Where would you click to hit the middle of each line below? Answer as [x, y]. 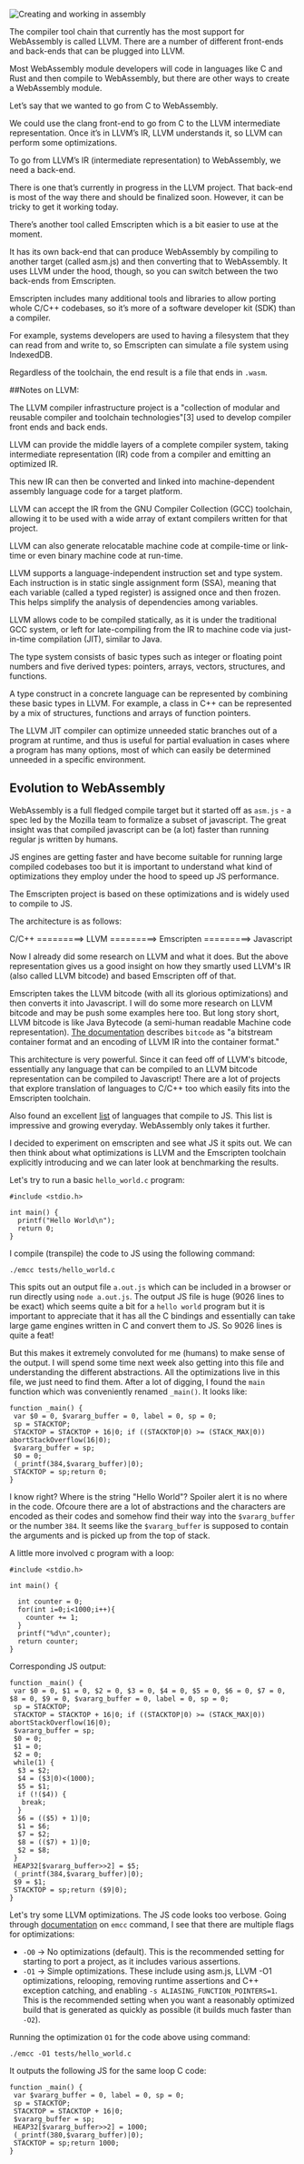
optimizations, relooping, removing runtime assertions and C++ [141, 1980]
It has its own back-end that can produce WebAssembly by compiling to [144, 252]
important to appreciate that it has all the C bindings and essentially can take [152, 1316]
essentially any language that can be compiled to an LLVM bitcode [133, 1068]
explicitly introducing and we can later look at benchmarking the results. [144, 1162]
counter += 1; [52, 1617]
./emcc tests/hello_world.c [63, 1269]
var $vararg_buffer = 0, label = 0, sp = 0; [98, 2095]
